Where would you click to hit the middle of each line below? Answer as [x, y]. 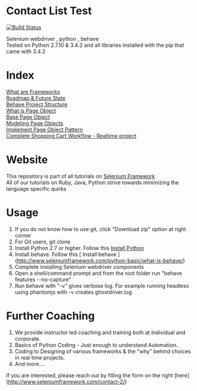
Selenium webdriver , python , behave [53, 39]
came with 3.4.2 [26, 51]
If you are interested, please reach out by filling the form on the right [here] [98, 375]
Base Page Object [28, 117]
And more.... [30, 364]
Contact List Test [49, 11]
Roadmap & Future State [36, 98]
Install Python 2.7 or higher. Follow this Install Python [79, 248]
